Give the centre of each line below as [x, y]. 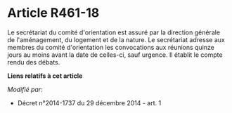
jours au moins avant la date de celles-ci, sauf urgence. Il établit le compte [115, 55]
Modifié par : [25, 89]
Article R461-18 [53, 13]
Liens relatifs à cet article [45, 76]
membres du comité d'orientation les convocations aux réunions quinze [111, 47]
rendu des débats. [34, 62]
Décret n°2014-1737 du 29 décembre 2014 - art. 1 [89, 102]
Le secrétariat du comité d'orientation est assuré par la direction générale [114, 32]
